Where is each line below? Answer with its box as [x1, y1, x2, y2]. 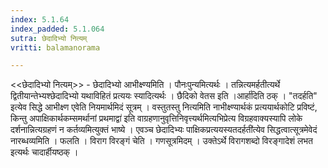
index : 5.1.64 [10, 14, 70, 25]
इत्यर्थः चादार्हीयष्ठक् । [10, 146, 79, 158]
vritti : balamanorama [10, 42, 101, 53]
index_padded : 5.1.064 [10, 24, 105, 34]
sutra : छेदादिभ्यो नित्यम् [10, 33, 88, 43]
